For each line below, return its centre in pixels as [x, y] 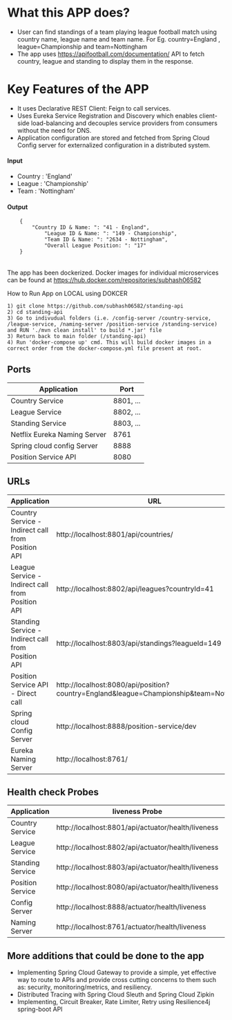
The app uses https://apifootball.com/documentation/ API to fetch [111, 54]
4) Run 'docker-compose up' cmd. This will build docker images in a [109, 342]
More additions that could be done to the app [106, 956]
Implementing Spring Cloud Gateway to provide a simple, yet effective [117, 972]
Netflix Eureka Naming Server [59, 434]
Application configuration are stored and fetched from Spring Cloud [113, 138]
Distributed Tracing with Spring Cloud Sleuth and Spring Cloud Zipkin [116, 994]
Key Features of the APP [78, 90]
